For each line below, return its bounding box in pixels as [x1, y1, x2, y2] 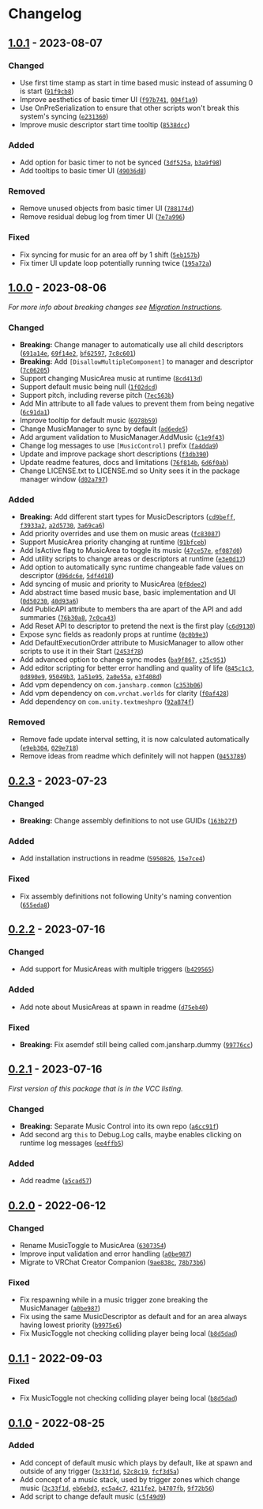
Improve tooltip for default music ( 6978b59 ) [19, 415, 158, 425]
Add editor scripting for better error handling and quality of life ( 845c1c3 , [19, 664, 254, 673]
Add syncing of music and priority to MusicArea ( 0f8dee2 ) [19, 579, 208, 589]
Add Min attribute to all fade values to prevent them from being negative [19, 399, 255, 408]
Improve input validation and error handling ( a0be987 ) [19, 1249, 192, 1258]
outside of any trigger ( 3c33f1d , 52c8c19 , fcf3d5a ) [19, 1466, 180, 1476]
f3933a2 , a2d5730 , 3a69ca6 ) [19, 520, 105, 530]
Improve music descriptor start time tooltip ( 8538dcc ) [19, 119, 190, 129]
